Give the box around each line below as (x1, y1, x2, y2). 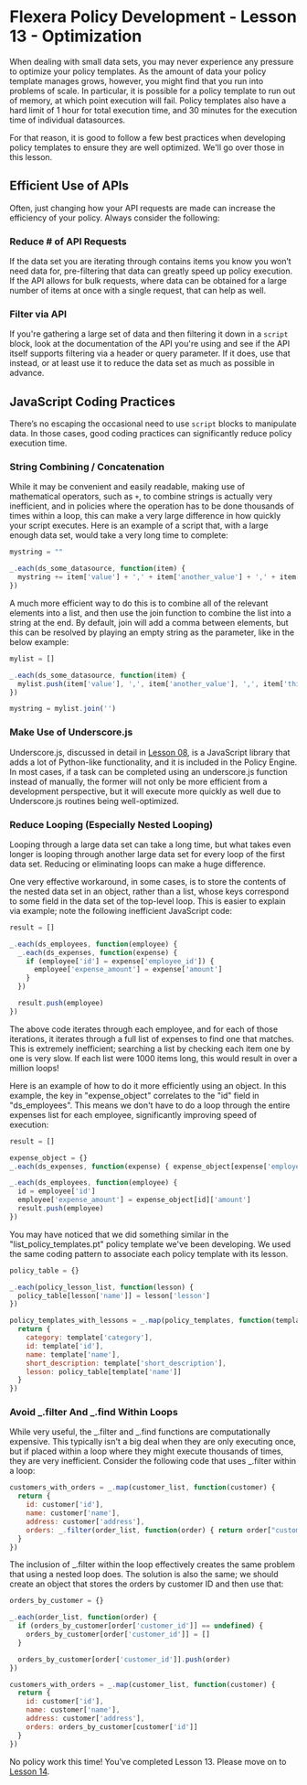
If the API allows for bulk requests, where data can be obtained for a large (9, 275, 288, 286)
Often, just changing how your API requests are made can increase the (9, 202, 276, 213)
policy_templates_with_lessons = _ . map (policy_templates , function (9, 1316, 272, 1326)
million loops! (9, 1062, 59, 1073)
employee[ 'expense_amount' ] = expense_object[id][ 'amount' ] (17, 1196, 251, 1205)
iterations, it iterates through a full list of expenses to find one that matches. (9, 1033, 294, 1044)
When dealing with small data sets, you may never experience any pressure (9, 56, 294, 67)
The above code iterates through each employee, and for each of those (9, 1023, 279, 1035)
